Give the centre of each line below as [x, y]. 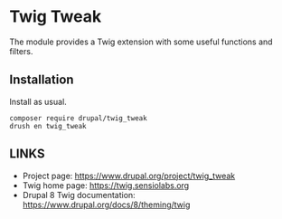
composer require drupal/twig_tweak [78, 118]
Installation [42, 80]
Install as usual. [38, 101]
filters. [21, 51]
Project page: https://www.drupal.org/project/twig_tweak [129, 176]
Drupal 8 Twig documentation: [79, 195]
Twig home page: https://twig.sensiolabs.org [106, 185]
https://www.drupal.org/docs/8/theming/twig [106, 205]
